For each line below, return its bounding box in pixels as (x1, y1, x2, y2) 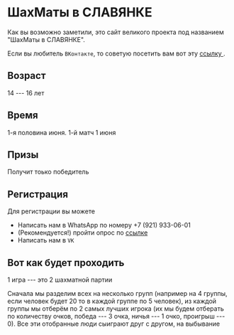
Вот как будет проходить (7, 257, 125, 269)
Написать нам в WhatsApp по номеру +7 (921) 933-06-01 (17, 221, 191, 230)
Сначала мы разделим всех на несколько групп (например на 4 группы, (7, 289, 228, 297)
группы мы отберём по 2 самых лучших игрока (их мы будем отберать (7, 304, 225, 313)
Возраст (7, 70, 46, 82)
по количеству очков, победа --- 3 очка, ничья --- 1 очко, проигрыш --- (7, 312, 225, 320)
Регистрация (7, 188, 69, 200)
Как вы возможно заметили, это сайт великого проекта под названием (7, 28, 225, 36)
